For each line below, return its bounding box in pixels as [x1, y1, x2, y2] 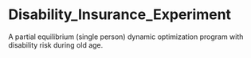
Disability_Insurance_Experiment [8, 6, 232, 24]
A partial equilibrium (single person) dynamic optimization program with [8, 32, 244, 41]
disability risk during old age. [8, 40, 104, 49]
